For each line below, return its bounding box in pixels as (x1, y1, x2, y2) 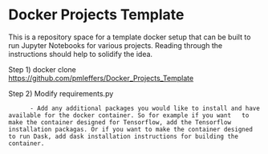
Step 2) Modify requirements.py (8, 88, 114, 98)
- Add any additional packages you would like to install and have (29, 104, 261, 112)
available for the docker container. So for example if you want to (8, 111, 250, 120)
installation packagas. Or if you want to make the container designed (8, 125, 253, 133)
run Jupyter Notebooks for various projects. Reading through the (8, 40, 223, 50)
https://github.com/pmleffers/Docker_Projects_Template (8, 73, 194, 83)
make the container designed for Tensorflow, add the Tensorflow (8, 118, 231, 126)
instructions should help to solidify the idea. (8, 49, 153, 59)
